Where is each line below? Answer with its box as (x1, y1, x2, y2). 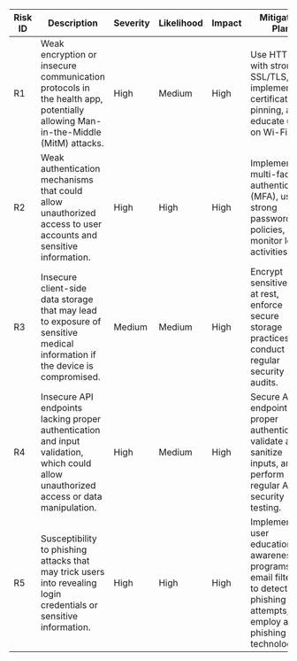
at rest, (250, 288, 280, 299)
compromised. (41, 371, 101, 383)
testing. (250, 502, 282, 513)
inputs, (250, 457, 278, 469)
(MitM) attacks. (41, 137, 104, 149)
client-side (41, 283, 87, 294)
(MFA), (250, 191, 278, 202)
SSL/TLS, (250, 71, 289, 82)
